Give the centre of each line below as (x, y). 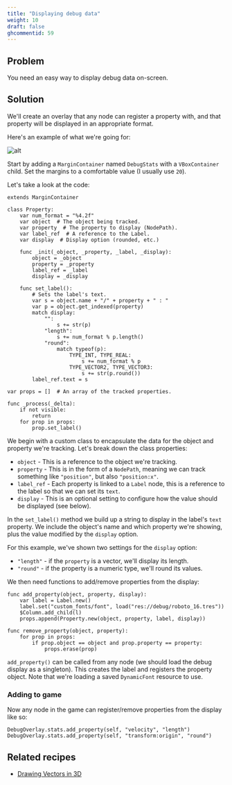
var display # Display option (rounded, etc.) (89, 240)
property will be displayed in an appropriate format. (80, 123)
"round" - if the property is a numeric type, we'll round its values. (110, 568)
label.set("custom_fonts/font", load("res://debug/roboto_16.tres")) (122, 606)
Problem (26, 61)
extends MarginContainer (43, 197)
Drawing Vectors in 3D (49, 773)
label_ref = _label (60, 270)
